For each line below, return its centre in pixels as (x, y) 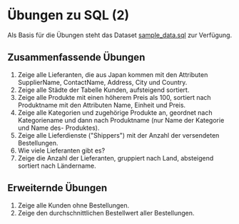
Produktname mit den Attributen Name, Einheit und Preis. (102, 105)
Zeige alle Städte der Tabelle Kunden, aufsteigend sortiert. (103, 90)
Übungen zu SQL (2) (68, 15)
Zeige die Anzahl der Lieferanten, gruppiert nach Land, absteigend (116, 158)
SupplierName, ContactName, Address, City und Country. (102, 82)
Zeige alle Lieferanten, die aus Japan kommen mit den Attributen (113, 74)
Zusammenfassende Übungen (76, 57)
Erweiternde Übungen (57, 188)
